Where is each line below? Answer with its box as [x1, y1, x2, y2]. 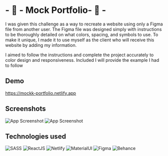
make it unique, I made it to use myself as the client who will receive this [5, 37, 154, 43]
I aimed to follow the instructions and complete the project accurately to [5, 52, 154, 58]
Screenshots [5, 105, 46, 113]
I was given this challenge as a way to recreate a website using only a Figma [5, 21, 163, 27]
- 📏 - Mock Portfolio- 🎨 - [5, 4, 106, 16]
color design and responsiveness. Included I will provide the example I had [5, 57, 159, 63]
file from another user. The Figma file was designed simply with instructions [5, 26, 162, 32]
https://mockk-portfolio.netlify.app [5, 90, 76, 96]
